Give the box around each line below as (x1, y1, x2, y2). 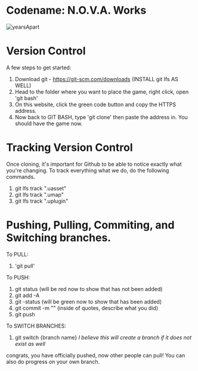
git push (14, 311, 35, 318)
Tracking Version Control (6, 141, 133, 154)
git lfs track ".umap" (14, 191, 64, 198)
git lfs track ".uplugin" (14, 197, 69, 205)
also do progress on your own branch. (6, 358, 100, 365)
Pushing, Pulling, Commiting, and (6, 218, 175, 231)
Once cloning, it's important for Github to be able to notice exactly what (6, 160, 182, 168)
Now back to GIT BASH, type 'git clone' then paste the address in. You (14, 113, 188, 120)
